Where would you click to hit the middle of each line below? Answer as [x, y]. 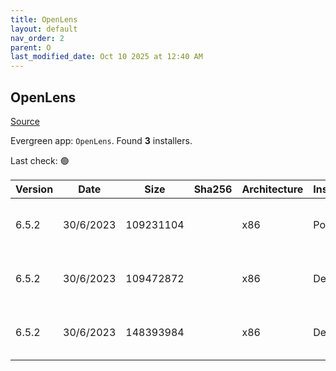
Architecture [272, 189]
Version [34, 189]
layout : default [44, 29]
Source [25, 121]
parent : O [31, 47]
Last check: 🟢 [40, 160]
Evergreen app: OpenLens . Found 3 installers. [101, 140]
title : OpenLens [44, 19]
